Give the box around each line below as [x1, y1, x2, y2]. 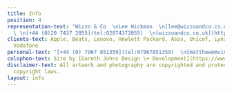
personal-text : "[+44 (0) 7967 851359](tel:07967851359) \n [7, 49, 187, 56]
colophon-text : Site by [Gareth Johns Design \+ [7, 55, 150, 62]
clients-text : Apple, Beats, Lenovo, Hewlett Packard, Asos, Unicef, [7, 36, 212, 43]
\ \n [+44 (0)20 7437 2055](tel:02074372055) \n [13, 29, 156, 37]
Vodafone [13, 42, 39, 49]
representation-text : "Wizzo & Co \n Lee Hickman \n [7, 23, 166, 30]
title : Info [7, 10, 41, 17]
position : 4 [7, 17, 41, 24]
